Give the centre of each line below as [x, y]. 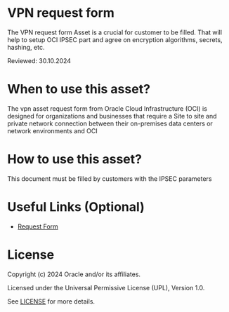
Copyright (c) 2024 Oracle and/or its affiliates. [74, 274]
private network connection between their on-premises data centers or [110, 123]
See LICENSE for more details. [51, 301]
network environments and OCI [52, 130]
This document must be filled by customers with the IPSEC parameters [110, 178]
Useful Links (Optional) [76, 207]
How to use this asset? [75, 160]
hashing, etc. [26, 47]
